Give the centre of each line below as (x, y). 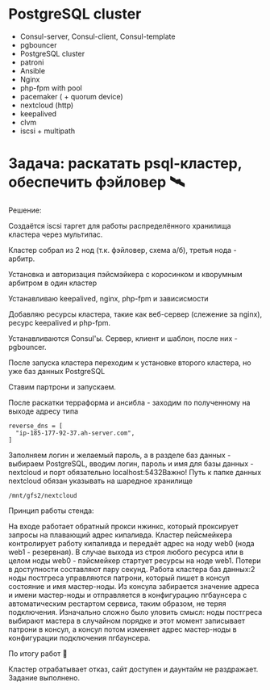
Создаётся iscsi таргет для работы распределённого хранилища (120, 225)
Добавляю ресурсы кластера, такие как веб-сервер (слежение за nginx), (135, 314)
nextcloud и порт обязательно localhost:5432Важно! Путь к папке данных (135, 472)
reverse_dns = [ (35, 426)
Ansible (33, 70)
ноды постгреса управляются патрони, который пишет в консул (119, 578)
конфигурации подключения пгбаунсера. (79, 637)
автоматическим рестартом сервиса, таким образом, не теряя (118, 604)
